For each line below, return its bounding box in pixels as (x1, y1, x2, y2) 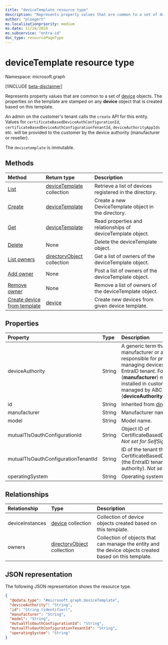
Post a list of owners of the (94, 267, 157, 274)
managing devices (121, 361, 164, 368)
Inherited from (121, 401, 155, 408)
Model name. (121, 417, 152, 424)
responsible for (121, 355, 157, 362)
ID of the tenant (121, 446, 158, 453)
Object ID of (121, 425, 149, 432)
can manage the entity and (96, 541, 160, 548)
